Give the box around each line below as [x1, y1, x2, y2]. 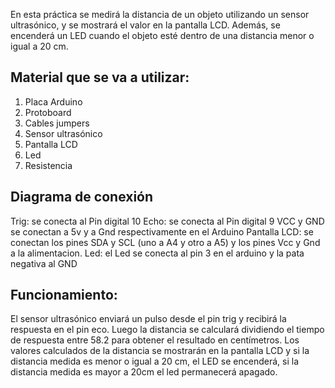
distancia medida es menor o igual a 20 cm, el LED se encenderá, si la [10, 355, 300, 368]
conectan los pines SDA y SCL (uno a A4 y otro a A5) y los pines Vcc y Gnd [10, 236, 321, 248]
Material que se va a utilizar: [10, 69, 190, 86]
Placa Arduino [24, 95, 83, 108]
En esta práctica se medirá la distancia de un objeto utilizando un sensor [10, 9, 310, 20]
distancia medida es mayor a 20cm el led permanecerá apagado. [10, 366, 278, 378]
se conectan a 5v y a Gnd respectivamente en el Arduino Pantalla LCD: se [10, 225, 314, 238]
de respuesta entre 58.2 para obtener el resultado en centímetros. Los [10, 334, 300, 346]
